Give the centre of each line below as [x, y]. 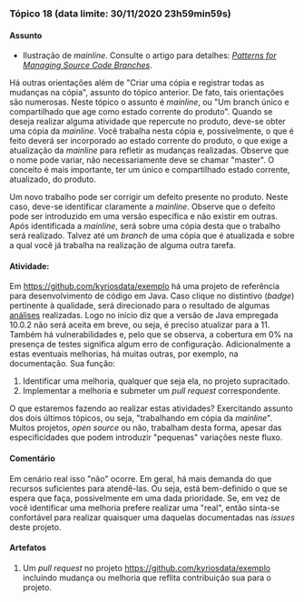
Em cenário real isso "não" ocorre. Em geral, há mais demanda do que [141, 478]
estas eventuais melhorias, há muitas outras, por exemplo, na [124, 354]
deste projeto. [35, 527]
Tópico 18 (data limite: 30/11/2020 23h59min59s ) [120, 14]
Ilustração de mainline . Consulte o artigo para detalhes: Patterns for [149, 55]
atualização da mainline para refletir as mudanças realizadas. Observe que [149, 150]
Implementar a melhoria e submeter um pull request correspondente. [152, 391]
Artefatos [28, 547]
